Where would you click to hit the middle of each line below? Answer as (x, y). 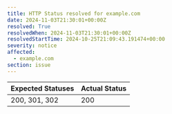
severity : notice (32, 46)
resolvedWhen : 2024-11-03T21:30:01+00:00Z (69, 33)
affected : (21, 53)
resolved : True (29, 26)
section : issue (29, 65)
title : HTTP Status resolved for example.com (74, 13)
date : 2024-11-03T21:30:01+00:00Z (57, 20)
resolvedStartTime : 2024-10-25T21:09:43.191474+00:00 (86, 39)
